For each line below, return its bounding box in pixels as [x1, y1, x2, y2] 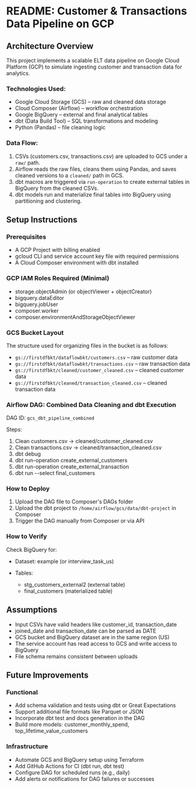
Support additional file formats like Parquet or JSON [14, 708, 144, 715]
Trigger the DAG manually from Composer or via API [14, 517, 145, 524]
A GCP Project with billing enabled [14, 247, 100, 254]
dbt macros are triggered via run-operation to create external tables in [14, 178, 190, 185]
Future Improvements [6, 670, 89, 680]
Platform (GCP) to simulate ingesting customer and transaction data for [6, 63, 182, 70]
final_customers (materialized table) [23, 587, 113, 595]
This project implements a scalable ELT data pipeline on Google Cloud [6, 57, 180, 64]
